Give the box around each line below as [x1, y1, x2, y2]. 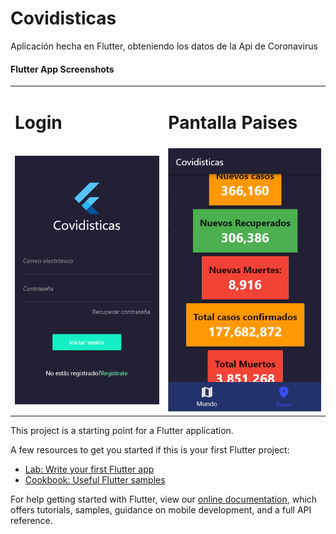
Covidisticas [10, 7, 117, 30]
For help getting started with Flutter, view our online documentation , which [10, 493, 318, 506]
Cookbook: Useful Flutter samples [24, 474, 166, 486]
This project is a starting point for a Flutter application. [10, 425, 234, 437]
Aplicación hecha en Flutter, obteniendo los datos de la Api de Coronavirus [10, 40, 318, 52]
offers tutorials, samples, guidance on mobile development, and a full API [10, 504, 312, 516]
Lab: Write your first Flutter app [24, 463, 155, 476]
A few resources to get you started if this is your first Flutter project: [10, 444, 290, 456]
